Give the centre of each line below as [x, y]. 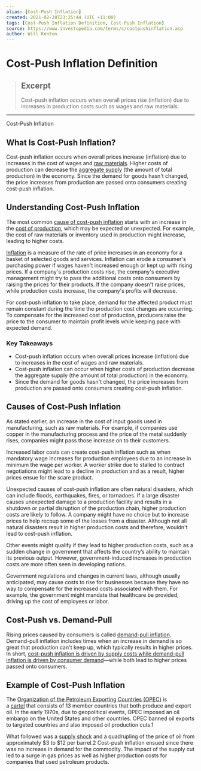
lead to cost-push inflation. [39, 533]
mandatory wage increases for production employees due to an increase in [99, 458]
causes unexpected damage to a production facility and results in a [89, 502]
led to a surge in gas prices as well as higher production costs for [87, 755]
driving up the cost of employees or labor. [58, 601]
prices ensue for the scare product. [50, 477]
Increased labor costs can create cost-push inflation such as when [89, 452]
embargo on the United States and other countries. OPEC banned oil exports [100, 718]
